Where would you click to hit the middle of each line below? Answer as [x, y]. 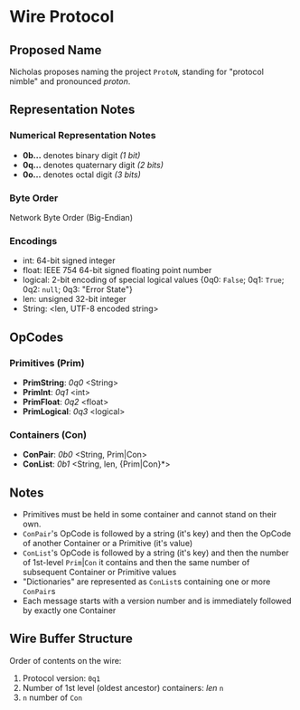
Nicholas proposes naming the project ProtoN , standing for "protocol [137, 71]
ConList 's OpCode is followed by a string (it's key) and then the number [155, 553]
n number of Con [52, 697]
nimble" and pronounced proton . [70, 81]
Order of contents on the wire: [66, 660]
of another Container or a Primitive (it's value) [108, 544]
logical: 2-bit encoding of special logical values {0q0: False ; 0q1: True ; [153, 280]
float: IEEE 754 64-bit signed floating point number [117, 270]
